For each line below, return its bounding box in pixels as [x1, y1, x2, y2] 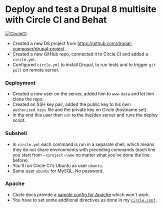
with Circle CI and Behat [5, 14, 107, 25]
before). [12, 157, 29, 163]
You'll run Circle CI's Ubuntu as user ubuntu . [12, 162, 103, 168]
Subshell [5, 130, 27, 137]
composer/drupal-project [12, 45, 65, 51]
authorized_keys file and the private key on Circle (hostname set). [12, 106, 148, 113]
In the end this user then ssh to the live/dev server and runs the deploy [12, 112, 158, 118]
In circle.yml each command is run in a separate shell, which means [12, 141, 154, 147]
